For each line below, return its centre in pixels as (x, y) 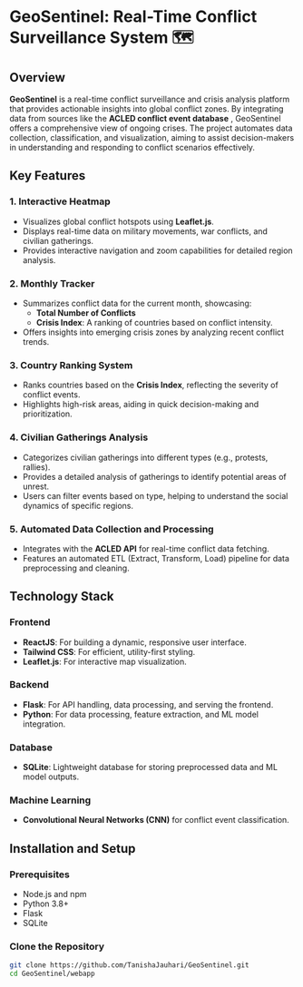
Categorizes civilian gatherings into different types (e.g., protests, (145, 457)
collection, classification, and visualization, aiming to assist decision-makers (152, 137)
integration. (44, 724)
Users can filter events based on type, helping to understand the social (155, 495)
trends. (36, 341)
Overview (38, 78)
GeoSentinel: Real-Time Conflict (133, 17)
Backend (29, 685)
